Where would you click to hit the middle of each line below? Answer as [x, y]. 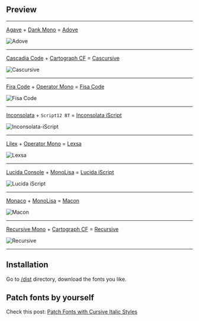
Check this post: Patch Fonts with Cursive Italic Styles [72, 312]
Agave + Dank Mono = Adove [42, 30]
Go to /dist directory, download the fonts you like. [66, 279]
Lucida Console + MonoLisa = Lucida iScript [60, 172]
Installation [27, 265]
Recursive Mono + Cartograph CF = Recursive [62, 229]
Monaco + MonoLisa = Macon [43, 200]
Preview [22, 10]
